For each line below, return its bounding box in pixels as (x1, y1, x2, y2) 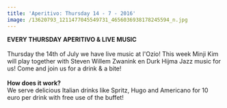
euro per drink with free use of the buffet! (7, 93, 124, 101)
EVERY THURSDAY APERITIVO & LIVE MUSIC (7, 35, 137, 43)
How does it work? (7, 79, 62, 87)
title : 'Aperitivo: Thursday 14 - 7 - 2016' (7, 10, 136, 17)
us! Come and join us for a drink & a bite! (7, 64, 122, 72)
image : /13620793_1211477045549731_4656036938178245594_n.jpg (7, 16, 188, 23)
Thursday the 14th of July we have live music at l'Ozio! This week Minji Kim (7, 49, 219, 58)
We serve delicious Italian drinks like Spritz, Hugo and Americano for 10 (7, 86, 209, 94)
